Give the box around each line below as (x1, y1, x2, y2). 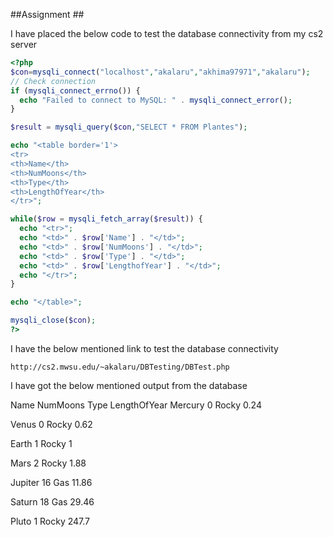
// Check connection (10, 76, 97, 86)
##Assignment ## (10, 9, 85, 20)
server (10, 39, 38, 50)
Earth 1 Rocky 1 (10, 437, 73, 449)
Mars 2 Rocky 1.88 (10, 457, 87, 469)
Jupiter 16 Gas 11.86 (10, 476, 93, 488)
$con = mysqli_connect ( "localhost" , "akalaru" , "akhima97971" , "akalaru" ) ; (10, 67, 311, 77)
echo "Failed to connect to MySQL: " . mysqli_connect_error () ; (19, 95, 293, 105)
